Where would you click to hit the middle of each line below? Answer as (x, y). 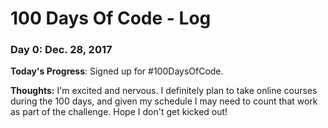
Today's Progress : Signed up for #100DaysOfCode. (117, 71)
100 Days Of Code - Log (111, 18)
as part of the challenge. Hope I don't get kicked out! (119, 112)
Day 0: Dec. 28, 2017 (61, 50)
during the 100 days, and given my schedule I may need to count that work (164, 101)
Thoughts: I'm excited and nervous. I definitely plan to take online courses (164, 91)
